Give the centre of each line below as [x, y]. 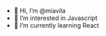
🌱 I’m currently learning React [56, 25]
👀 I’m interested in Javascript [55, 18]
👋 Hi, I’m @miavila [40, 11]
